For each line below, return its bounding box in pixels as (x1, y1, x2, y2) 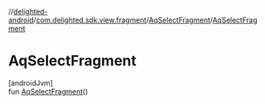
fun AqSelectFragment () (8, 86, 88, 96)
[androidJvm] (8, 78, 54, 87)
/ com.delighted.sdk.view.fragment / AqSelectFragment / (33, 15, 213, 25)
